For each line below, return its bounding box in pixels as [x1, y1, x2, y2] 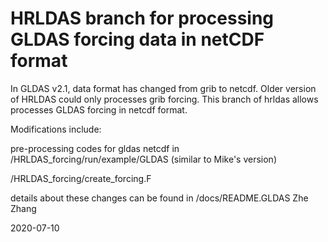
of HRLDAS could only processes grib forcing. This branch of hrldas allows [10, 93, 319, 105]
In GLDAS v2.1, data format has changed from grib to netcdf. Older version [10, 82, 317, 94]
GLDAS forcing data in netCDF [10, 28, 265, 51]
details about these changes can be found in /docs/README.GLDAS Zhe [10, 192, 309, 204]
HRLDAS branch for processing [10, 7, 275, 30]
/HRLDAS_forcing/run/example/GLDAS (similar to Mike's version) [10, 153, 277, 165]
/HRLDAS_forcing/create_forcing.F [10, 172, 152, 184]
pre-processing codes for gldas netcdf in [10, 142, 180, 154]
